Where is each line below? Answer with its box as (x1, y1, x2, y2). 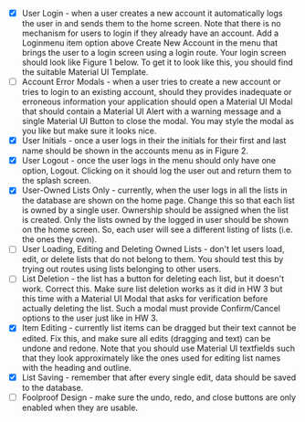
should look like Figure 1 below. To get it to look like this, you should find (21, 57, 293, 68)
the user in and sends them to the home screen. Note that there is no (21, 18, 282, 29)
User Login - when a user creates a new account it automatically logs (21, 8, 283, 18)
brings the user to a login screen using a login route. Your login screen (21, 47, 287, 58)
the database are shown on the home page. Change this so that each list (21, 195, 296, 206)
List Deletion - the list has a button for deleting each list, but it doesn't (21, 273, 285, 284)
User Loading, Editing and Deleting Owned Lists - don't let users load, (21, 244, 285, 255)
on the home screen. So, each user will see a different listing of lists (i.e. (21, 224, 293, 236)
